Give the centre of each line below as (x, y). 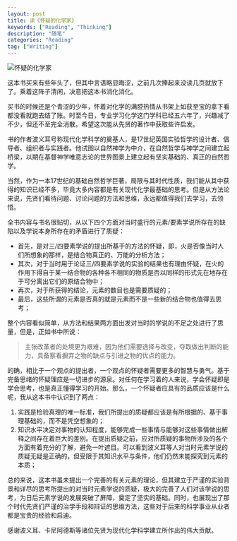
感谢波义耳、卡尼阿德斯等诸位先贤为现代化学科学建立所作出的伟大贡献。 (112, 530)
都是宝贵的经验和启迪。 (41, 515)
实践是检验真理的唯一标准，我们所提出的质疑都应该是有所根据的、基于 (120, 412)
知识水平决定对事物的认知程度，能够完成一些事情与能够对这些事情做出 (120, 429)
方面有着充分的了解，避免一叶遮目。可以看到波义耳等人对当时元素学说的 (122, 447)
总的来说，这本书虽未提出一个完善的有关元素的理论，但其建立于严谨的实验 (115, 480)
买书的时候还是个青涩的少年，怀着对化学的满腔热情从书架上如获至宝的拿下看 (119, 106)
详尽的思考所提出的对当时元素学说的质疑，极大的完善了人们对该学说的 (121, 489)
